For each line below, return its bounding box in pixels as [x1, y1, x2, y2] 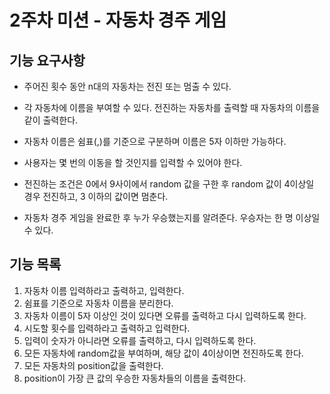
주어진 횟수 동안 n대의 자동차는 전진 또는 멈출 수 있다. [23, 81, 232, 92]
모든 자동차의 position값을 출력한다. [23, 359, 164, 371]
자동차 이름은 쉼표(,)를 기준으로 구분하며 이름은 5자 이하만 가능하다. [23, 136, 287, 147]
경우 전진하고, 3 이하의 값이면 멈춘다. [23, 191, 169, 202]
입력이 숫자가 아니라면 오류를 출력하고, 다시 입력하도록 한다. [23, 334, 257, 346]
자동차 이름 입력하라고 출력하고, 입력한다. [23, 284, 185, 296]
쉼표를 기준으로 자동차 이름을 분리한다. [23, 297, 174, 309]
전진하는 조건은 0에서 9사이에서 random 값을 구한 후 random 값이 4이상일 [23, 178, 315, 190]
